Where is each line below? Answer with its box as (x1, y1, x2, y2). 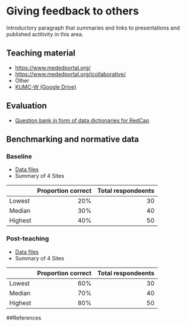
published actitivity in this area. (6, 30, 84, 37)
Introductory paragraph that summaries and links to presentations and (6, 24, 181, 31)
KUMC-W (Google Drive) (14, 83, 76, 90)
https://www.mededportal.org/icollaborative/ (14, 71, 126, 78)
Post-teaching (6, 234, 49, 243)
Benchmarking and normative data (6, 134, 140, 144)
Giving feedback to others (6, 4, 140, 18)
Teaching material (6, 48, 76, 58)
